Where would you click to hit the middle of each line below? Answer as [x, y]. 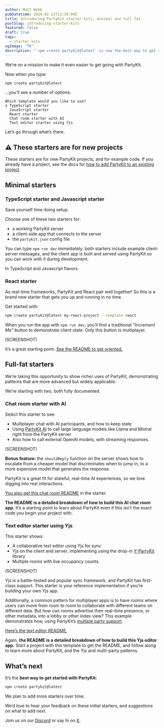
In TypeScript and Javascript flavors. [42, 268]
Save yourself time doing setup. [37, 209]
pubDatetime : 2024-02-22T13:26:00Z [41, 14]
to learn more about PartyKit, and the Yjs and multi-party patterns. [72, 651]
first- [147, 580]
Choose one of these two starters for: [43, 219]
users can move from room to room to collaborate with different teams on [79, 605]
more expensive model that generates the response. [58, 469]
